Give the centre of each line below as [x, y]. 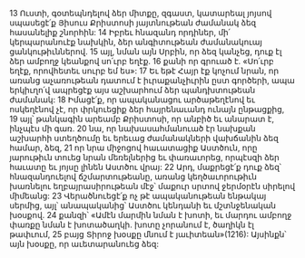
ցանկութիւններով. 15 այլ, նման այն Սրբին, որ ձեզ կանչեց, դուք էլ [146, 52]
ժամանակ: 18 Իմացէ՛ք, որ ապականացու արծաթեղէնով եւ [133, 100]
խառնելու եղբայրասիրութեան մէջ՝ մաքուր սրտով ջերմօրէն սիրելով [152, 186]
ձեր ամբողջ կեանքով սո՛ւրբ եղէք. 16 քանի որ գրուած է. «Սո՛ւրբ [142, 61]
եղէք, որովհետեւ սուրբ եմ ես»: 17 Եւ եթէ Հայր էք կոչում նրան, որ [144, 71]
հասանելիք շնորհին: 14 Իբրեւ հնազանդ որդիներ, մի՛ [120, 32]
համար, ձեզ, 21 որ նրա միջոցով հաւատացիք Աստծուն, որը [133, 148]
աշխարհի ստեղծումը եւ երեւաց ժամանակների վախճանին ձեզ [144, 138]
